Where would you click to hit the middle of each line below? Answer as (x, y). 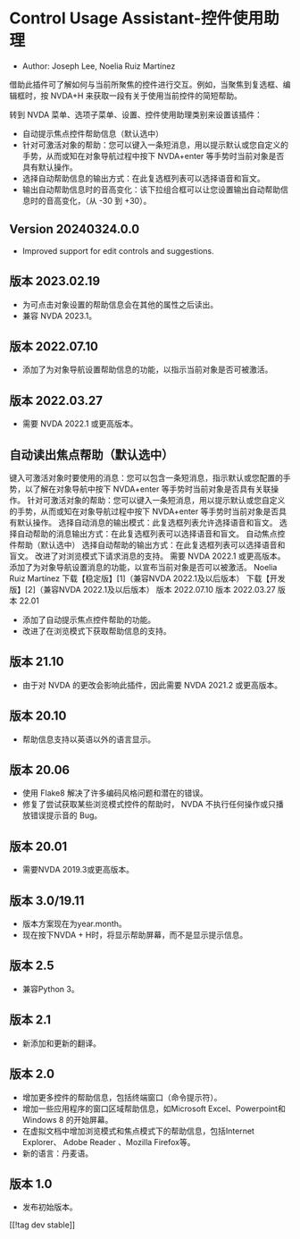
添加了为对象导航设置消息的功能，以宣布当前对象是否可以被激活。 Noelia (143, 567)
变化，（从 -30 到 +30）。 (106, 200)
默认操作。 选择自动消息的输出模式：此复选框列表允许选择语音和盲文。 (147, 523)
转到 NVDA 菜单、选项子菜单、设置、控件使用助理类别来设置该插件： (136, 114)
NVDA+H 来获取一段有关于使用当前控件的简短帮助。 (146, 96)
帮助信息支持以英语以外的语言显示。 (89, 739)
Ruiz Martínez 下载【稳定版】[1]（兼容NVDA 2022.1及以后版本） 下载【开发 (147, 578)
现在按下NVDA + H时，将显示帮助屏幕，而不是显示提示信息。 (135, 935)
